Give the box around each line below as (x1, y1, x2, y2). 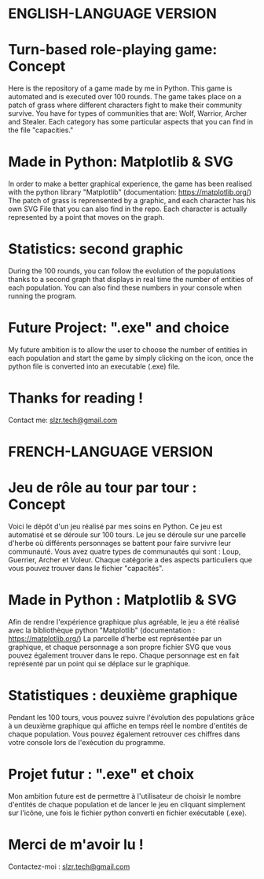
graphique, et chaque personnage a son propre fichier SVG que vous (8, 642, 232, 651)
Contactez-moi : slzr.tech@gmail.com (8, 862, 130, 871)
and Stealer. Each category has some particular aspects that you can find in (8, 117, 254, 127)
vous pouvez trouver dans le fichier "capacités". (8, 564, 164, 573)
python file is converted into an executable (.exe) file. (8, 362, 181, 371)
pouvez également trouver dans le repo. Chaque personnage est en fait (8, 651, 240, 660)
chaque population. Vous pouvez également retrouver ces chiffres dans (8, 729, 240, 739)
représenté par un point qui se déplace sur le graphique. (8, 658, 191, 668)
